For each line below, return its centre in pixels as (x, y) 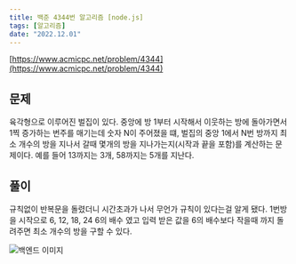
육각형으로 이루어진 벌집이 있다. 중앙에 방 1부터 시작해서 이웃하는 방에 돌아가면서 (148, 122)
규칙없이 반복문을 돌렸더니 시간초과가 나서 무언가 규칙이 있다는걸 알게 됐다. (139, 209)
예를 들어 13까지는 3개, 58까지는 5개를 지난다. (115, 156)
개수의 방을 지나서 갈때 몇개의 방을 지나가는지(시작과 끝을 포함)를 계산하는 (146, 144)
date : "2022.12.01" (45, 34)
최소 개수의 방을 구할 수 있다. (82, 231)
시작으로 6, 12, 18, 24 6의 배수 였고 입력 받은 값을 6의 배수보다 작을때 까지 (147, 220)
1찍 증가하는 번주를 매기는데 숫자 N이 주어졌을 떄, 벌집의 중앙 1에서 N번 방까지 (144, 133)
